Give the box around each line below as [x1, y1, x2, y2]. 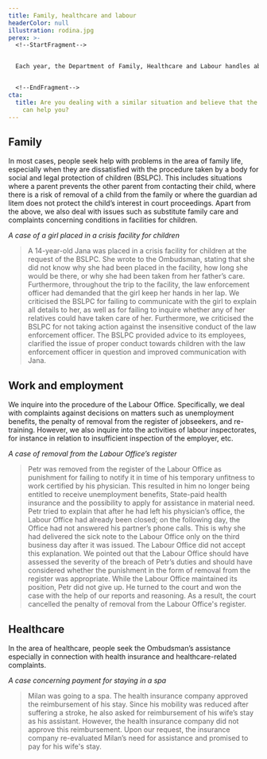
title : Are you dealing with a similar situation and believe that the [15, 98, 258, 106]
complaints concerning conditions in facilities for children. [8, 215, 198, 225]
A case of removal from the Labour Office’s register [8, 449, 177, 459]
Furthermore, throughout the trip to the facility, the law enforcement [27, 279, 250, 290]
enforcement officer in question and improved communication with [27, 347, 246, 357]
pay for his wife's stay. [27, 742, 102, 751]
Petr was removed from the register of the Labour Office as [27, 464, 222, 474]
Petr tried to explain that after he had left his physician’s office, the [27, 507, 245, 516]
